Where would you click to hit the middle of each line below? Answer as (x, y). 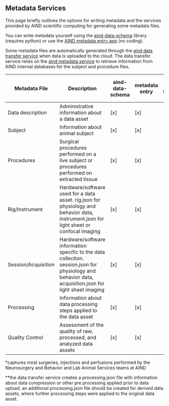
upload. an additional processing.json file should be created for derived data (84, 388)
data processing (79, 304)
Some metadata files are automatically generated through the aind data (79, 50)
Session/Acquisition (31, 264)
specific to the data (82, 252)
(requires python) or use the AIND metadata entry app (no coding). (74, 41)
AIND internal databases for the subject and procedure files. (67, 66)
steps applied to (78, 310)
